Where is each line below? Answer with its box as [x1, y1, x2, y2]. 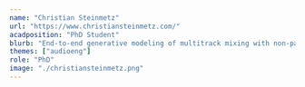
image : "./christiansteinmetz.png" [9, 64, 144, 73]
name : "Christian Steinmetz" [9, 13, 120, 23]
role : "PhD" [9, 55, 54, 64]
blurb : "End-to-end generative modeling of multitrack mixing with [9, 38, 271, 48]
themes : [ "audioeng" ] [9, 47, 92, 56]
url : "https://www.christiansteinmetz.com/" [9, 22, 181, 31]
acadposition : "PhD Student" [9, 30, 120, 39]
